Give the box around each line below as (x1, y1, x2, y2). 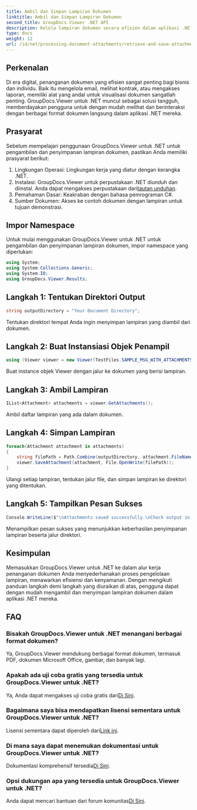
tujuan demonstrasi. (14, 203, 63, 210)
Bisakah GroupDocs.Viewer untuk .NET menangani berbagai (6, 629, 182, 638)
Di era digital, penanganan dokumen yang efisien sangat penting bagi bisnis (6, 79, 189, 86)
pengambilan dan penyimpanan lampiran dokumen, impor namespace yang (6, 242, 189, 249)
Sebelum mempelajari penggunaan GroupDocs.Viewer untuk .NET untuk (6, 142, 181, 149)
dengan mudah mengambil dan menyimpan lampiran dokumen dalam (6, 588, 174, 595)
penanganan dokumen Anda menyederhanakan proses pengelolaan (6, 570, 170, 577)
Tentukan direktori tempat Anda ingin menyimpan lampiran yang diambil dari (6, 318, 191, 325)
